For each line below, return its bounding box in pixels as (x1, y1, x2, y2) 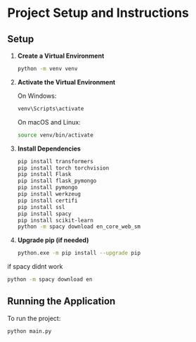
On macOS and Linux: (17, 118, 81, 126)
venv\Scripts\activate (17, 105, 84, 112)
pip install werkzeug (17, 191, 81, 198)
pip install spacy (17, 210, 72, 217)
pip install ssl (17, 203, 65, 210)
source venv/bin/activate (17, 132, 93, 139)
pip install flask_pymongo (17, 177, 97, 184)
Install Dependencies (17, 144, 81, 153)
